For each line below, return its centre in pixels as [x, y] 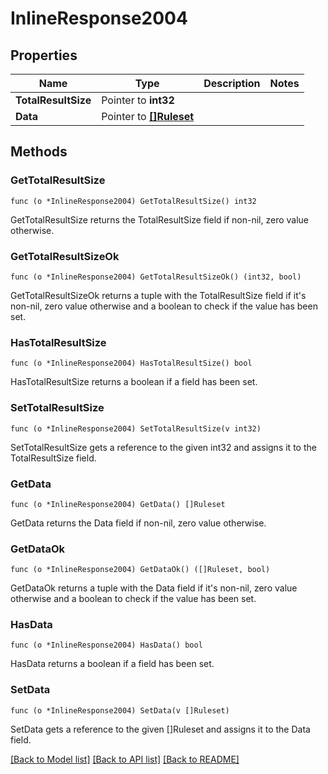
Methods [39, 152]
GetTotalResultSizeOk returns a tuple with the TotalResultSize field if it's [158, 295]
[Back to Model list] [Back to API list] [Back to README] [125, 759]
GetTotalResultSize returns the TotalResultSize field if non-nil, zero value [160, 219]
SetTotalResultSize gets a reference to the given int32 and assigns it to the [163, 447]
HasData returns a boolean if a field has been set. [112, 664]
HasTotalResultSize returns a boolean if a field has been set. [134, 382]
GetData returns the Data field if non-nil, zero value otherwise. [138, 523]
